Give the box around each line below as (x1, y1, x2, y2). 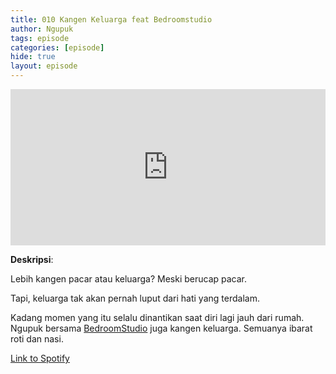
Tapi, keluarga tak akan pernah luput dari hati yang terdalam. (10, 292, 260, 304)
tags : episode (10, 33, 70, 43)
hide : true (10, 52, 56, 62)
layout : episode (10, 61, 78, 71)
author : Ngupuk (10, 24, 74, 34)
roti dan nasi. (10, 333, 64, 345)
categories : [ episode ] (10, 42, 105, 53)
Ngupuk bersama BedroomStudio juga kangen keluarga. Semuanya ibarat (10, 322, 313, 334)
